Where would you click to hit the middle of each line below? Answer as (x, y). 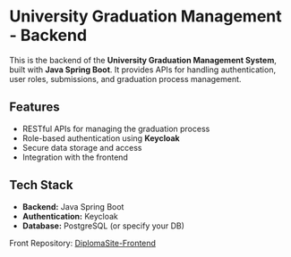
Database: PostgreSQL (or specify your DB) (103, 226)
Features (34, 108)
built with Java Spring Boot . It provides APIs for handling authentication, (142, 70)
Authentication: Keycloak (70, 216)
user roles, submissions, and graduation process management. (125, 79)
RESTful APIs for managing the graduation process (116, 128)
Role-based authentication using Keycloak (101, 138)
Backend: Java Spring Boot (73, 206)
